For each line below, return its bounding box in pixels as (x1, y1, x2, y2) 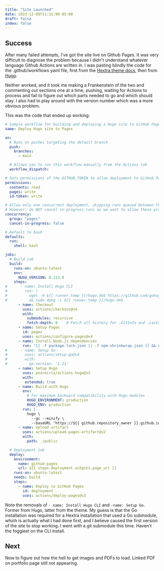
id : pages (22, 330, 42, 335)
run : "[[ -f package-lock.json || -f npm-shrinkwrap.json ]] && (22, 343, 156, 348)
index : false (5, 21, 32, 26)
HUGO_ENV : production (26, 402, 71, 408)
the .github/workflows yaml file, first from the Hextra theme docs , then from (5, 68, 158, 73)
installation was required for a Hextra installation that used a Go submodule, (5, 512, 158, 518)
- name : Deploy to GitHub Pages (18, 484, 84, 489)
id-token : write (9, 194, 42, 199)
